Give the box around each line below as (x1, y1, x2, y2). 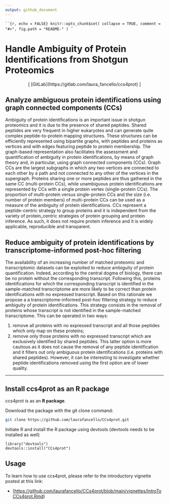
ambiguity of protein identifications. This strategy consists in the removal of (5, 302, 162, 308)
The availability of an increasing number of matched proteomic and (5, 259, 144, 265)
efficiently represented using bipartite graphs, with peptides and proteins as (5, 138, 162, 144)
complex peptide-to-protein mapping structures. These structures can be (5, 133, 157, 139)
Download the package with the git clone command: (5, 408, 113, 414)
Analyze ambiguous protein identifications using (5, 95, 161, 104)
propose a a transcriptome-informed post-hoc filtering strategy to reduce (5, 297, 157, 303)
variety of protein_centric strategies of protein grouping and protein (5, 213, 145, 219)
